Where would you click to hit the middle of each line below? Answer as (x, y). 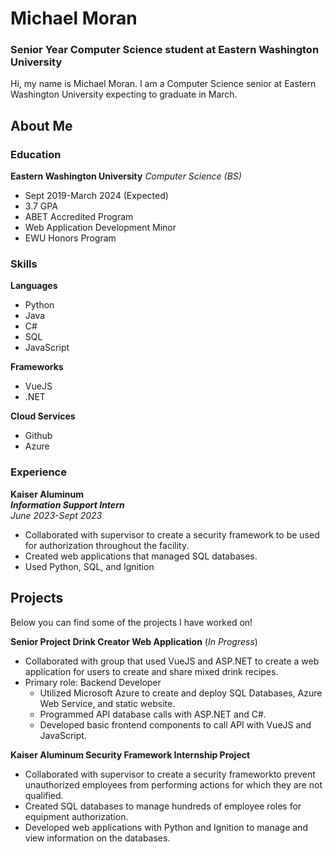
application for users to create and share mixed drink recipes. (151, 671)
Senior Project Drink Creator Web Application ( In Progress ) (134, 641)
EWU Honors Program (70, 238)
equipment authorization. (76, 816)
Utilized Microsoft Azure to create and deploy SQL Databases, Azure (181, 693)
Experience (38, 472)
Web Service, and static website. (107, 703)
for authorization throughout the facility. (107, 545)
